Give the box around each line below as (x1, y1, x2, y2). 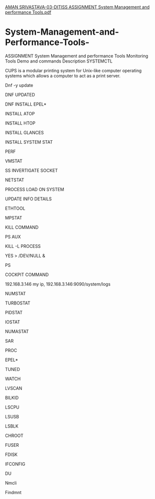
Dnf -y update (5, 82, 33, 88)
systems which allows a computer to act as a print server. (5, 73, 121, 79)
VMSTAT (5, 158, 23, 164)
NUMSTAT (5, 290, 26, 296)
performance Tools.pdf (5, 9, 52, 15)
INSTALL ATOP (5, 110, 35, 116)
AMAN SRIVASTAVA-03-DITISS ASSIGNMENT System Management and (5, 4, 150, 10)
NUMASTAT (5, 328, 29, 334)
